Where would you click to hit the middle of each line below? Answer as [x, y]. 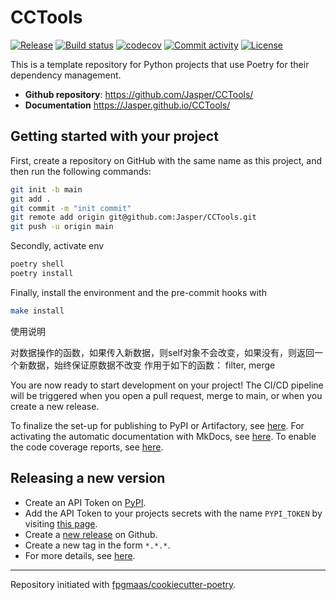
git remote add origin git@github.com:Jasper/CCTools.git [133, 217]
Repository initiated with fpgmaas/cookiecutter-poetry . [123, 584]
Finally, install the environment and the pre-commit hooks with [138, 292]
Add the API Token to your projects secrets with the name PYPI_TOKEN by [173, 513]
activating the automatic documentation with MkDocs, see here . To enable [163, 436]
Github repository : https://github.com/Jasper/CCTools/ [139, 94]
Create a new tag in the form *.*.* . [97, 545]
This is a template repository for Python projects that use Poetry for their [160, 64]
